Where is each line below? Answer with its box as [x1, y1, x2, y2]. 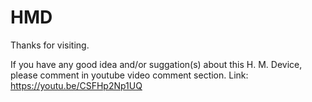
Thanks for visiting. [10, 39, 90, 51]
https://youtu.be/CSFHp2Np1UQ [10, 79, 143, 91]
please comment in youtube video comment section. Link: [10, 69, 249, 81]
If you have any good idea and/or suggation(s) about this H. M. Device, [10, 58, 303, 70]
